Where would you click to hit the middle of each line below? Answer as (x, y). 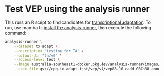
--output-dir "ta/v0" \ (38, 55)
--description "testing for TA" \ (49, 51)
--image (21, 64)
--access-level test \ (37, 60)
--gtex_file (26, 69)
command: (16, 33)
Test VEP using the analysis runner (77, 9)
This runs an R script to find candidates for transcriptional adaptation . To (78, 22)
